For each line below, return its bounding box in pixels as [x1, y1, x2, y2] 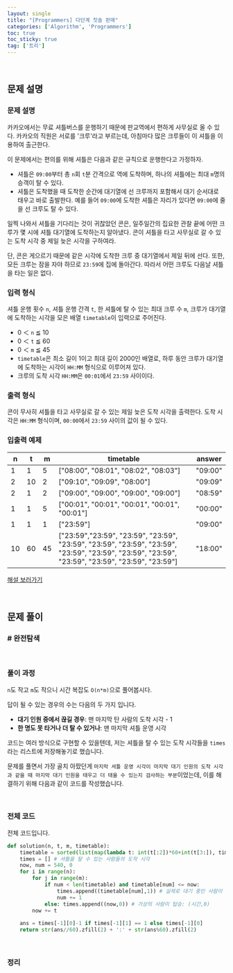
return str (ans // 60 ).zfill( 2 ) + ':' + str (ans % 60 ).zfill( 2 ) [19, 927, 197, 933]
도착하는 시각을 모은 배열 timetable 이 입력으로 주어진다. [14, 313, 166, 321]
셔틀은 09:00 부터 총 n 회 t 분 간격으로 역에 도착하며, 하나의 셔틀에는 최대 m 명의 [17, 169, 225, 178]
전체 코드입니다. [7, 829, 51, 837]
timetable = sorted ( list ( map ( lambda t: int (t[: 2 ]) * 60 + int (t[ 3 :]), [19, 849, 216, 856]
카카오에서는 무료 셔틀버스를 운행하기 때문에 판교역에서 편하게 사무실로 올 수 [7, 123, 213, 131]
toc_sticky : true [7, 36, 58, 43]
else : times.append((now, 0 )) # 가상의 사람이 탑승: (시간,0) [44, 900, 210, 908]
